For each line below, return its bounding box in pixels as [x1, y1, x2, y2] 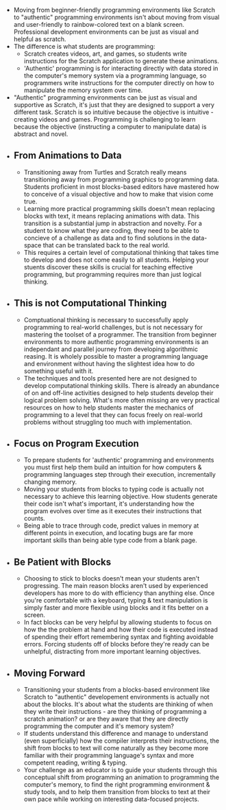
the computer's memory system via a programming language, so [23, 71, 207, 80]
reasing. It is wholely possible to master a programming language [23, 352, 209, 360]
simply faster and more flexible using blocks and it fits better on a [23, 604, 209, 612]
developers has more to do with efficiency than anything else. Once [23, 589, 215, 597]
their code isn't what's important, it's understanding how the [23, 499, 195, 508]
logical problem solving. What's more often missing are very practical [23, 396, 220, 404]
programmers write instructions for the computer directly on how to [23, 79, 214, 87]
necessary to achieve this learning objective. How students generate [23, 493, 218, 501]
